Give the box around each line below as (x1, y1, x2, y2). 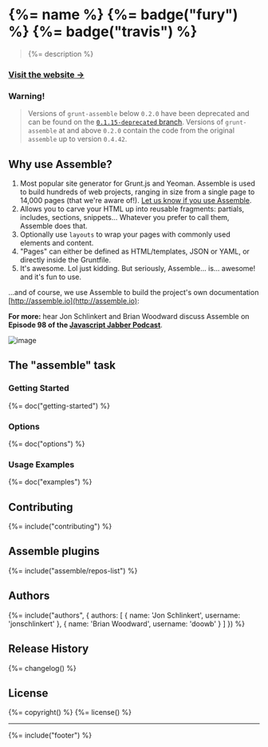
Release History (8, 642, 89, 656)
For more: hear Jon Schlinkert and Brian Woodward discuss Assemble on (8, 311, 250, 321)
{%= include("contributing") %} (8, 521, 112, 531)
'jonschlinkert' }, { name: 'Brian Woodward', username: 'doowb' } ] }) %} (8, 618, 246, 629)
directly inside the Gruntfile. (19, 254, 112, 265)
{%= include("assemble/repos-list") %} (8, 565, 138, 575)
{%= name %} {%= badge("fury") (8, 6, 238, 24)
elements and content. (19, 238, 94, 247)
